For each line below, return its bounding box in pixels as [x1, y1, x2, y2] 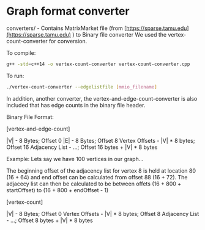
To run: [6, 72, 24, 79]
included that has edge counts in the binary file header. [6, 101, 146, 109]
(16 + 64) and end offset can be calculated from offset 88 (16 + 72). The [6, 173, 188, 181]
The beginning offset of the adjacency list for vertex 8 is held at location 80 [6, 167, 196, 174]
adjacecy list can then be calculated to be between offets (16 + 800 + [6, 180, 182, 187]
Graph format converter [6, 4, 130, 18]
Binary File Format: [6, 113, 54, 120]
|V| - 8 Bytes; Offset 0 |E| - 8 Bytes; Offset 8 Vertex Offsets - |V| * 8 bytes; [6, 137, 195, 144]
